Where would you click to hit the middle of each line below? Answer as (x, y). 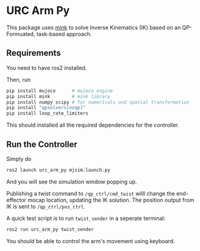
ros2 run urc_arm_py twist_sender (50, 229)
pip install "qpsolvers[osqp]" (46, 108)
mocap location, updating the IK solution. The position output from (111, 200)
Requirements (34, 53)
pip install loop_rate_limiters (47, 113)
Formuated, (21, 34)
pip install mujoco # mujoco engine (60, 91)
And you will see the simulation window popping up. (72, 182)
